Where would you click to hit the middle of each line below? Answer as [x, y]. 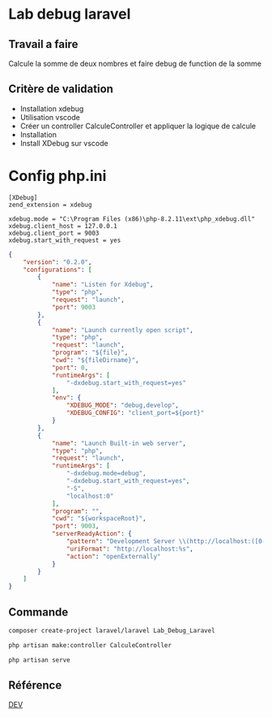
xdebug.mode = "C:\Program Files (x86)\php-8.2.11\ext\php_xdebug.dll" [132, 219]
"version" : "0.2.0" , [57, 262]
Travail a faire [43, 44]
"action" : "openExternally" [113, 556]
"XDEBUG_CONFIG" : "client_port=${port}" [135, 413]
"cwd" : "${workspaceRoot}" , [99, 519]
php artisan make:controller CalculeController [90, 645]
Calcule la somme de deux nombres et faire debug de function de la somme [135, 63]
